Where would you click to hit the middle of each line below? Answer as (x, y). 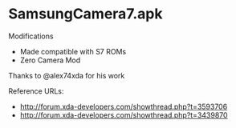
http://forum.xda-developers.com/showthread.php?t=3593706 (124, 106)
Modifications (31, 36)
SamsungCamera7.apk (85, 14)
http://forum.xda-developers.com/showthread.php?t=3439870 (124, 115)
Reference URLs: (36, 91)
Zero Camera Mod (50, 60)
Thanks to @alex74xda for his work (67, 75)
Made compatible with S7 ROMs (73, 51)
